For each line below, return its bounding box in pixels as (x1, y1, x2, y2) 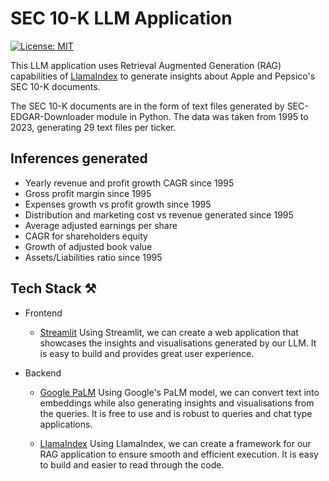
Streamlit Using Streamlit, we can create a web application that (39, 326, 299, 338)
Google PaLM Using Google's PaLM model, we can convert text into (39, 386, 320, 398)
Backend (24, 367, 62, 379)
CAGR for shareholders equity (24, 230, 148, 242)
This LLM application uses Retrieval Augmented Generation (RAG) (10, 59, 282, 71)
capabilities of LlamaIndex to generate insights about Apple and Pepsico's (10, 70, 316, 82)
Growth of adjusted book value (24, 240, 153, 252)
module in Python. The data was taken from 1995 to (96, 110, 309, 122)
